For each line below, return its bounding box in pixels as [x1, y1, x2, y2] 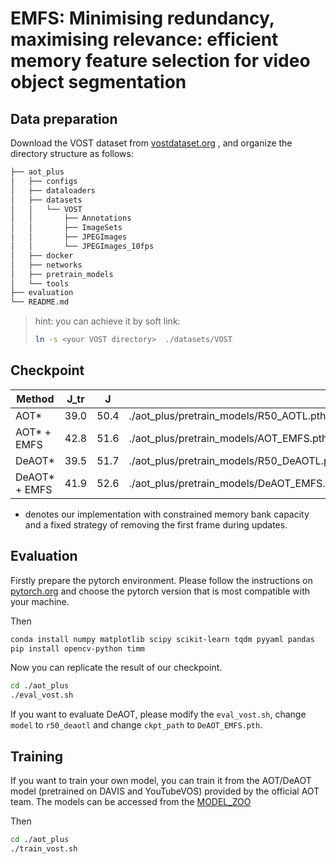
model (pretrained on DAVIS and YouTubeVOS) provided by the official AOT [10, 785, 320, 797]
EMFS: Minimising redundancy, [10, 7, 275, 30]
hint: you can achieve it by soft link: [34, 315, 181, 327]
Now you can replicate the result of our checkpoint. [10, 662, 223, 674]
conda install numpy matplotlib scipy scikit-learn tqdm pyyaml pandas [10, 634, 315, 644]
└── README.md [10, 297, 70, 307]
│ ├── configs [10, 176, 78, 186]
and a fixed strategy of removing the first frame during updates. [24, 518, 288, 531]
